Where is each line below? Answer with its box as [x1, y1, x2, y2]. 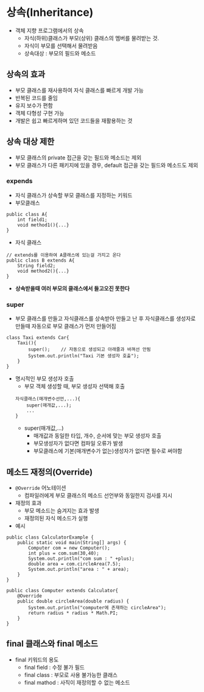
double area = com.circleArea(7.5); [28, 561, 121, 567]
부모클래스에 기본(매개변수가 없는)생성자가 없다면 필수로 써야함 [33, 447, 183, 455]
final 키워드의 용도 [15, 655, 59, 663]
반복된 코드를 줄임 [15, 94, 58, 101]
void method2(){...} [17, 268, 69, 274]
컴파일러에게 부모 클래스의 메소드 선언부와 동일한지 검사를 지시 [24, 491, 172, 499]
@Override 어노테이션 [15, 484, 66, 491]
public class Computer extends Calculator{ [6, 587, 119, 593]
